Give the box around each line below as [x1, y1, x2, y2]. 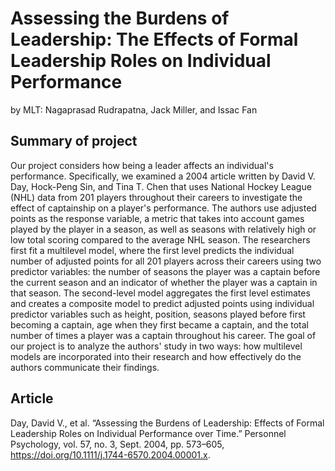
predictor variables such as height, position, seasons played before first [10, 308, 306, 320]
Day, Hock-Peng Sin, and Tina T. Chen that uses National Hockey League [10, 180, 312, 192]
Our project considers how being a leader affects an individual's [10, 159, 274, 171]
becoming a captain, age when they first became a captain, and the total [10, 318, 309, 331]
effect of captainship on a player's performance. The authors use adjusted [10, 202, 317, 214]
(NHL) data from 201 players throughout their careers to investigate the [10, 191, 303, 203]
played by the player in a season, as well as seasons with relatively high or [10, 223, 317, 235]
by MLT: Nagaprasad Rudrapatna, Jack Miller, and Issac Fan [10, 103, 258, 116]
